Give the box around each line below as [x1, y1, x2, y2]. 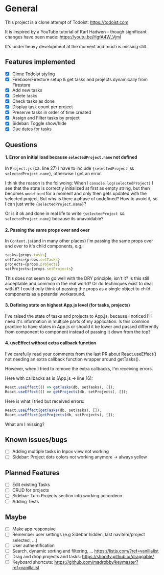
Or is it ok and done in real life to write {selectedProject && [5, 210, 125, 216]
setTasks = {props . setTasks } [5, 257, 60, 262]
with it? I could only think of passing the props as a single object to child [5, 286, 151, 292]
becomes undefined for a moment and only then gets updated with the [5, 190, 147, 196]
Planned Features [5, 468, 60, 477]
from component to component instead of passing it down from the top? [5, 329, 151, 334]
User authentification [12, 542, 55, 548]
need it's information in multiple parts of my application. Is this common [5, 318, 150, 324]
